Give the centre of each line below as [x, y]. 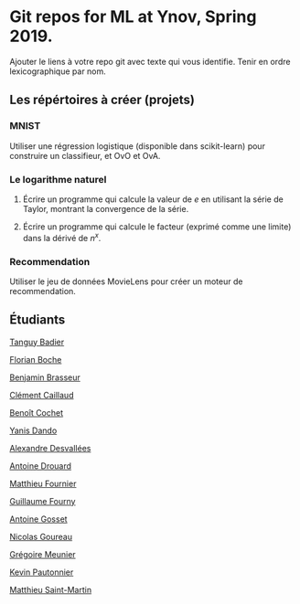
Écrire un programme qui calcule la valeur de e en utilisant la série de [153, 199]
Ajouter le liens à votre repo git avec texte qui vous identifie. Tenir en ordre [150, 61]
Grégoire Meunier [43, 554]
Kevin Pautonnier [42, 572]
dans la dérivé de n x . [62, 237]
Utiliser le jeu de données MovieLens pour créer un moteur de [126, 281]
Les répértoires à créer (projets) [102, 100]
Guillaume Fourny [43, 501]
